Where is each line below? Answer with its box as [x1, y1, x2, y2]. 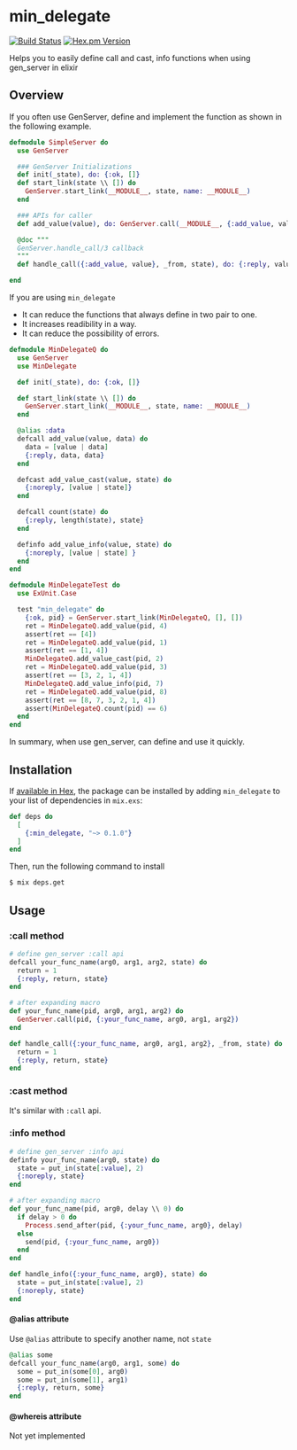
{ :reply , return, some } [17, 1384, 104, 1392]
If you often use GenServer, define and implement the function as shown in [9, 111, 283, 121]
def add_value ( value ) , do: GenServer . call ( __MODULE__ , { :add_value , [17, 219, 275, 228]
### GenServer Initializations [17, 162, 133, 171]
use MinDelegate [17, 362, 77, 370]
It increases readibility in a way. [21, 319, 137, 329]
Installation [9, 762, 72, 777]
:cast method [9, 1085, 68, 1097]
